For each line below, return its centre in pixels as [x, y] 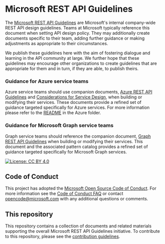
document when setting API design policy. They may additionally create [77, 33]
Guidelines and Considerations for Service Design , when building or [74, 97]
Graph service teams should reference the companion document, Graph [78, 136]
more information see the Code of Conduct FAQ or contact [64, 194]
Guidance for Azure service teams [47, 81]
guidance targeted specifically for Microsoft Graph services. [66, 152]
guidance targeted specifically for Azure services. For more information [77, 108]
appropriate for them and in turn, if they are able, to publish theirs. [72, 68]
